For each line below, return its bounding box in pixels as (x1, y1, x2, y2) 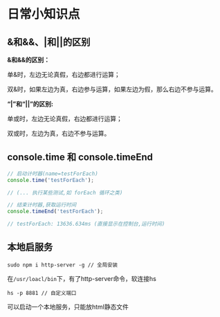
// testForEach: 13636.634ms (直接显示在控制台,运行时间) (7, 221, 165, 228)
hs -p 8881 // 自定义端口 (7, 289, 77, 296)
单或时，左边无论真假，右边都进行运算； (7, 115, 122, 123)
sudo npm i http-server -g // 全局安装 (7, 261, 118, 269)
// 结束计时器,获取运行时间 (7, 201, 77, 208)
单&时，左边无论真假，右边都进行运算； (7, 71, 121, 78)
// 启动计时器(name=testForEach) (7, 170, 98, 177)
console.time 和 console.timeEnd (7, 152, 154, 163)
